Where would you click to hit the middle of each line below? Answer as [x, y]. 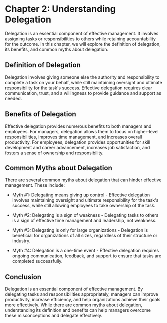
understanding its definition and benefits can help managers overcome [78, 310]
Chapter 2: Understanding [61, 9]
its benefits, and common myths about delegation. [57, 49]
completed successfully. [37, 261]
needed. [14, 98]
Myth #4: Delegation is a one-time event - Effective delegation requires [85, 251]
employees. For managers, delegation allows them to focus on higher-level [82, 131]
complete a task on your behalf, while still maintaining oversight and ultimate [83, 82]
